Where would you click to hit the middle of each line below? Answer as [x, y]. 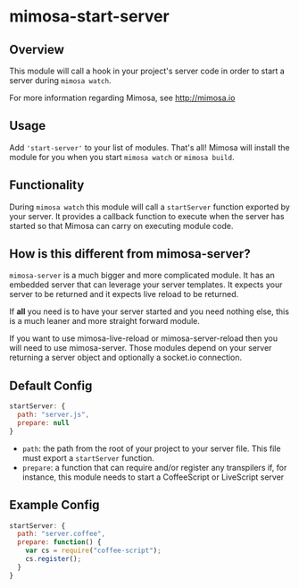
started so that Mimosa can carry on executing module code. [121, 226]
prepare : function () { [59, 542]
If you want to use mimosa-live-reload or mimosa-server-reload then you [144, 338]
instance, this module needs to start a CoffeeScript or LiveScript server [153, 477]
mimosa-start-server [89, 17]
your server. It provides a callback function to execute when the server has [147, 216]
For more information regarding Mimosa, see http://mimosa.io [122, 98]
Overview [37, 50]
